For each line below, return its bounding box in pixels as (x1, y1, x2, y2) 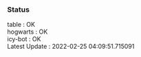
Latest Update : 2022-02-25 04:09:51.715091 (7, 43, 135, 51)
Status (7, 5, 30, 14)
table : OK (7, 21, 36, 29)
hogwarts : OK (7, 27, 48, 36)
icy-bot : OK (7, 35, 41, 43)
